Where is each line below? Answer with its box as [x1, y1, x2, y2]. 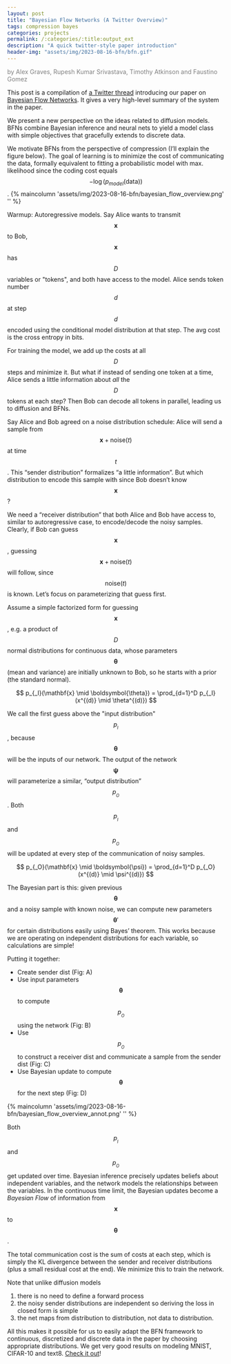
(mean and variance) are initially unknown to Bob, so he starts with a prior [7, 668, 217, 676]
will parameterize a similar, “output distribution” [7, 776, 141, 785]
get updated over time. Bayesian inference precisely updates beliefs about [7, 1171, 219, 1180]
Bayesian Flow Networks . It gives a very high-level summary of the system [7, 95, 219, 104]
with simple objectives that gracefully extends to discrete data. [7, 131, 185, 139]
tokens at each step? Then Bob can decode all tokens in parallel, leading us [7, 396, 222, 405]
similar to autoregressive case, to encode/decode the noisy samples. [7, 517, 203, 526]
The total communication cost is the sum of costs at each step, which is [7, 1250, 211, 1258]
